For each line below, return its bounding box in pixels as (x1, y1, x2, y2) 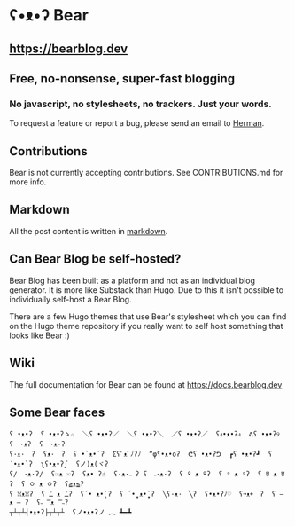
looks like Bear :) (9, 330, 71, 341)
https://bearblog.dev (9, 41, 128, 56)
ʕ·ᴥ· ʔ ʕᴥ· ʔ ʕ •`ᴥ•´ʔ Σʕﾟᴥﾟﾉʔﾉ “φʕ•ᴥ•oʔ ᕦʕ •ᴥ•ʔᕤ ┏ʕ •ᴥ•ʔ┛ (9, 450, 261, 459)
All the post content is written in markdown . (9, 225, 168, 236)
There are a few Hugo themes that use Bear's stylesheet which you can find (9, 310, 287, 322)
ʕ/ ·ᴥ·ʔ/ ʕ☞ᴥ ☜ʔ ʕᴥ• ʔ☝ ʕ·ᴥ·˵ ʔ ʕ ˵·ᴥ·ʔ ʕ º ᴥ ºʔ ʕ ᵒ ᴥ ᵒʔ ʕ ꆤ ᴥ (9, 470, 277, 479)
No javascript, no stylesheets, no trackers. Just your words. (9, 98, 272, 110)
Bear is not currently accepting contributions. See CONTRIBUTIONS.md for (9, 168, 283, 178)
